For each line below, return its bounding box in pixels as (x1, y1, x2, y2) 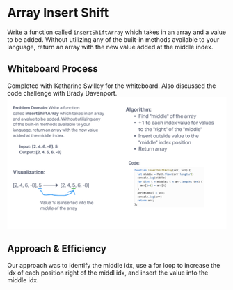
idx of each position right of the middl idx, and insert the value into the (7, 268, 209, 277)
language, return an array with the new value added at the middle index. (7, 43, 214, 51)
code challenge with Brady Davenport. (7, 89, 118, 97)
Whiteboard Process (7, 63, 99, 75)
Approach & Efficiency (7, 243, 106, 254)
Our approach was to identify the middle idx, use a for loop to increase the (7, 261, 220, 270)
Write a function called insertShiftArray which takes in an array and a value (7, 28, 227, 36)
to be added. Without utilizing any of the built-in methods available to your (7, 35, 220, 43)
